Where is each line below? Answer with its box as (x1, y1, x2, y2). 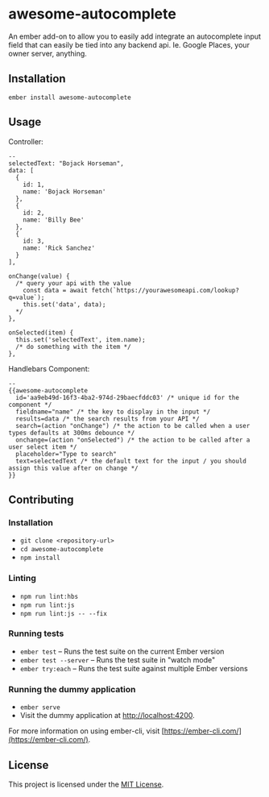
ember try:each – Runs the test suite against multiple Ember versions (19, 663, 248, 673)
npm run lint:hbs (19, 592, 79, 600)
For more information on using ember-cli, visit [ (8, 726, 165, 736)
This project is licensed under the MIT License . (8, 779, 164, 789)
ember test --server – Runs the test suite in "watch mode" (19, 654, 216, 665)
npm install (19, 554, 60, 562)
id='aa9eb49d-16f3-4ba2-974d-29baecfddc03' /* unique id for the (15, 393, 240, 401)
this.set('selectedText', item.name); (15, 335, 147, 343)
